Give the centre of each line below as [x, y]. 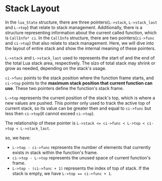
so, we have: [18, 138]
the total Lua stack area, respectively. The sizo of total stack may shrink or [80, 63]
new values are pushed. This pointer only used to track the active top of [78, 103]
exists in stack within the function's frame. [55, 152]
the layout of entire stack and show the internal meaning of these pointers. [81, 48]
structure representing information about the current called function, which [81, 32]
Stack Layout [32, 9]
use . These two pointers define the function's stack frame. [65, 88]
